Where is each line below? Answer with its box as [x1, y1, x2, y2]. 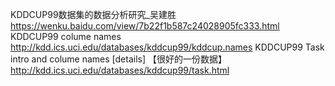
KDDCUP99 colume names [10, 31, 122, 42]
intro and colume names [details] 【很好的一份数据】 [10, 53, 227, 65]
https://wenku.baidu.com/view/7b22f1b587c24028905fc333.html [10, 20, 280, 32]
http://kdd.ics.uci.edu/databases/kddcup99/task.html [10, 64, 230, 76]
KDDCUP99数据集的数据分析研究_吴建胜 [10, 9, 177, 20]
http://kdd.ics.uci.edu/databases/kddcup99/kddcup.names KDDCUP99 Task [10, 41, 325, 53]
